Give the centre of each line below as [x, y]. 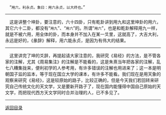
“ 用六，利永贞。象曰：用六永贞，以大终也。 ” [47, 7]
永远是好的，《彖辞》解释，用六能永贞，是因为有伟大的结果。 [67, 40]
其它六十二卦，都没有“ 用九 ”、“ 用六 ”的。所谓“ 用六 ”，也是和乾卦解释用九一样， [83, 28]
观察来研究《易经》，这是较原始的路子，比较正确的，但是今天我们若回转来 [80, 80]
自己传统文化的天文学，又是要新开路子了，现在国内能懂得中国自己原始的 [83, 86]
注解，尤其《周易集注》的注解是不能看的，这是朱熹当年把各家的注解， [85, 62]
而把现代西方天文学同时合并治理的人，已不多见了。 [70, 93]
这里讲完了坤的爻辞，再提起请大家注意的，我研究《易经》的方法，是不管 [83, 56]
